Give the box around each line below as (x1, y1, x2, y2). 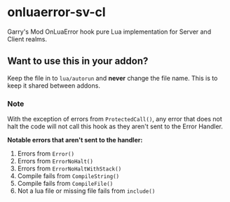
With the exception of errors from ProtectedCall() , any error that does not (7, 115, 222, 123)
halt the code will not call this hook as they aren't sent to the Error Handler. (7, 122, 223, 130)
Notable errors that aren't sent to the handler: (7, 136, 143, 144)
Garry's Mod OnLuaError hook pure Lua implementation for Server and (7, 27, 212, 36)
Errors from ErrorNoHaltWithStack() (17, 164, 122, 173)
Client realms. (7, 34, 48, 43)
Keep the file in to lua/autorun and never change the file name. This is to (7, 74, 218, 82)
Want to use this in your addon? (7, 55, 149, 67)
